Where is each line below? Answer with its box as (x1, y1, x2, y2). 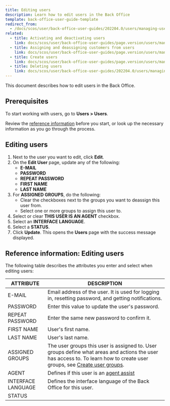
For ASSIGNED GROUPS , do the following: (12, 191, 101, 197)
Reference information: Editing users (5, 249, 124, 258)
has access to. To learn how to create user (47, 355, 148, 362)
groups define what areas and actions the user (47, 349, 158, 356)
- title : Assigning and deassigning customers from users (10, 45, 135, 50)
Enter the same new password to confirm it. (47, 314, 151, 321)
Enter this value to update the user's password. (47, 303, 159, 310)
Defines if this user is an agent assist (47, 370, 135, 377)
